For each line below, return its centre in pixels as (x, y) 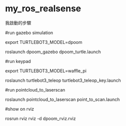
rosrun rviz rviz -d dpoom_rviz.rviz (41, 118)
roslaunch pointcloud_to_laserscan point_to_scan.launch (63, 99)
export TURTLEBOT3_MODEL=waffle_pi (46, 71)
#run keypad (18, 61)
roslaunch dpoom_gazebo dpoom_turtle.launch (53, 52)
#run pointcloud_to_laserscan (35, 90)
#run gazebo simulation (29, 32)
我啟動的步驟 (18, 23)
